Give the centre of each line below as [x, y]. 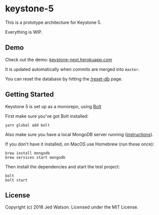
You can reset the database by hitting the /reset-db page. [64, 79]
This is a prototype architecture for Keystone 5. [53, 22]
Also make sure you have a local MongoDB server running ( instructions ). [79, 134]
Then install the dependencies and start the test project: [63, 166]
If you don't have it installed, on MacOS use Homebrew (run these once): [80, 144]
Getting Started [30, 95]
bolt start [16, 180]
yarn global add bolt [28, 125]
